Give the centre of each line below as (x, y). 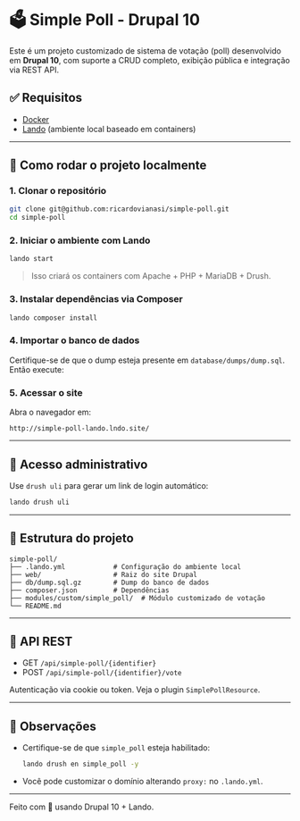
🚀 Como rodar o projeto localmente (108, 166)
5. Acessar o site (46, 392)
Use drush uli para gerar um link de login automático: (109, 485)
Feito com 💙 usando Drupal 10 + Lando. (82, 807)
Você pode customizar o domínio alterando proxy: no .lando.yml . (142, 782)
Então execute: (37, 369)
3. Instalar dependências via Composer (96, 299)
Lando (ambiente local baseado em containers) (109, 129)
